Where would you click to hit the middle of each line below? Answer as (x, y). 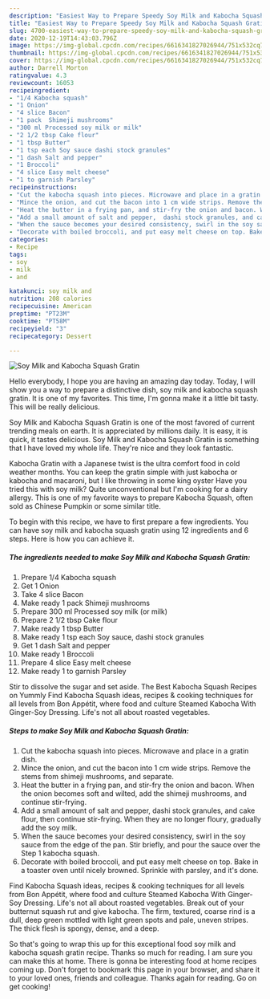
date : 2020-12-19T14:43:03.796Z (63, 38)
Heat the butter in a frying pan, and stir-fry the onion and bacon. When (137, 785)
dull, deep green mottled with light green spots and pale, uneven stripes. (129, 920)
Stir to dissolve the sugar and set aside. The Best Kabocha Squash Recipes (133, 687)
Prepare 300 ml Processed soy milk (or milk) (94, 611)
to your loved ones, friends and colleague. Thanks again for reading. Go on (133, 978)
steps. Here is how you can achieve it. (72, 539)
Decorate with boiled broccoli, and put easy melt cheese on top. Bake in (139, 862)
